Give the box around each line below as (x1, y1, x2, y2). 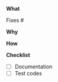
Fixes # (6, 17, 24, 23)
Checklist (6, 51, 31, 59)
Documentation (14, 63, 53, 70)
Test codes (14, 70, 43, 77)
